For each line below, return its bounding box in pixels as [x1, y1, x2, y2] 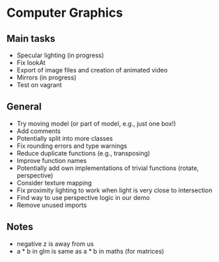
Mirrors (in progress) [16, 73, 77, 82]
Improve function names [16, 156, 87, 164]
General [6, 101, 43, 113]
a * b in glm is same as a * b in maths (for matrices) [16, 247, 165, 255]
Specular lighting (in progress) [16, 51, 105, 59]
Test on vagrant [16, 81, 62, 88]
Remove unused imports [16, 201, 87, 209]
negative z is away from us [16, 239, 94, 248]
